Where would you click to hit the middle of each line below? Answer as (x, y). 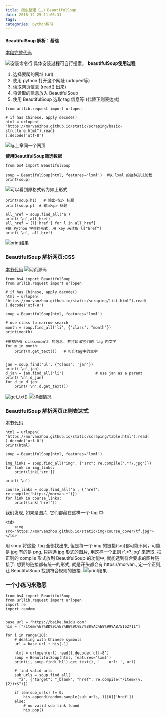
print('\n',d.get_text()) (41, 386)
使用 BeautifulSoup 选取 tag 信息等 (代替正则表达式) (66, 99)
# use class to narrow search (37, 323)
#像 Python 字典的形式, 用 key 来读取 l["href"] (53, 229)
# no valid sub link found (52, 706)
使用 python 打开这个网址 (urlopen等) (51, 81)
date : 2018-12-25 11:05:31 (33, 15)
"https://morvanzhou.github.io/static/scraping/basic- (64, 126)
